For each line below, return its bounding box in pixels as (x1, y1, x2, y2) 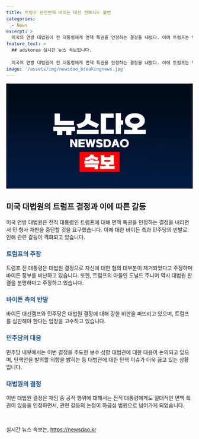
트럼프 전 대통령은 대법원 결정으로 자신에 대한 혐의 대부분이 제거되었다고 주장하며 (6, 264, 193, 271)
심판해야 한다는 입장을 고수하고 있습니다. (12, 318, 106, 325)
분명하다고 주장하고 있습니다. (17, 279, 84, 286)
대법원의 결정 (6, 380, 41, 388)
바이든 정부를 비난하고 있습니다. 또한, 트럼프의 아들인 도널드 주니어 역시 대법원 (6, 272, 187, 279)
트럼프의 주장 (6, 249, 41, 258)
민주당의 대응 (6, 334, 41, 342)
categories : (6, 15, 36, 22)
